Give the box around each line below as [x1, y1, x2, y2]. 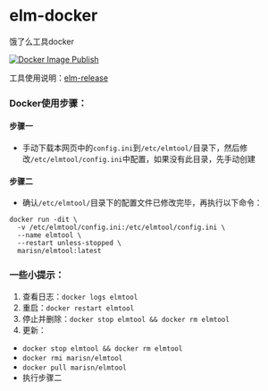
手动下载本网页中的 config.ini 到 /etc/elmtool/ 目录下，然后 [21, 142, 240, 153]
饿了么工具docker [9, 36, 74, 47]
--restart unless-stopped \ [17, 239, 122, 248]
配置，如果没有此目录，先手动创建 [130, 154, 256, 165]
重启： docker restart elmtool [21, 302, 135, 313]
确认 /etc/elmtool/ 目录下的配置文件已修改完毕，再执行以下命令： [21, 198, 263, 208]
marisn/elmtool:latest [17, 247, 102, 256]
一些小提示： [9, 269, 65, 282]
